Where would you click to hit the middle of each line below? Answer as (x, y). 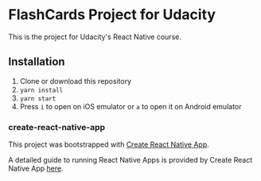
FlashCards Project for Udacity (112, 15)
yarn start (38, 98)
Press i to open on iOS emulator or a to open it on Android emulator (130, 106)
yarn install (41, 90)
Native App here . (36, 168)
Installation (37, 62)
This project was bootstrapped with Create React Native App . (109, 144)
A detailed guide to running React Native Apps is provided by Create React (130, 160)
